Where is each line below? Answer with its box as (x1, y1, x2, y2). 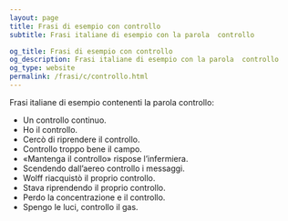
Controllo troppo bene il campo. (22, 143, 143, 155)
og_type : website (9, 64, 76, 73)
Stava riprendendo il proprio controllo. (22, 182, 166, 193)
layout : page (9, 13, 59, 23)
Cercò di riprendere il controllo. (22, 134, 140, 145)
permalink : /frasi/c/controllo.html (9, 72, 149, 82)
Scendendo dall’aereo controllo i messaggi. (22, 163, 185, 174)
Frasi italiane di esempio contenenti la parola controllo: (9, 96, 214, 107)
